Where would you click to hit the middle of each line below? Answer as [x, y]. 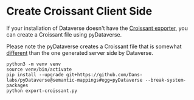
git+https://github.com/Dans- [104, 74]
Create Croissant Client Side [79, 11]
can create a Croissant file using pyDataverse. [64, 34]
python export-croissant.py [42, 91]
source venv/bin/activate [39, 69]
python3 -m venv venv [34, 64]
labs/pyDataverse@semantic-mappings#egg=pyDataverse [74, 80]
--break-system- [166, 80]
